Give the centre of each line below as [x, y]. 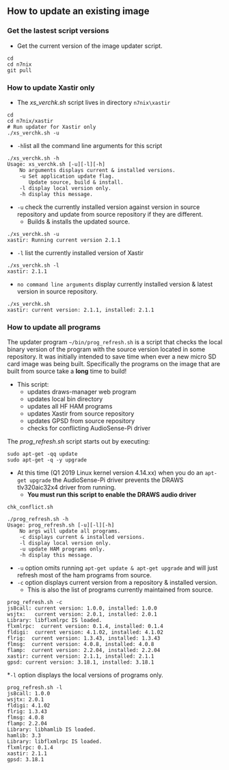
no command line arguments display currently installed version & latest [115, 284]
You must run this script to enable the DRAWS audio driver [112, 495]
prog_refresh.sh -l [35, 688]
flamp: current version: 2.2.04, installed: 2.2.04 [84, 651]
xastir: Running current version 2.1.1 [64, 240]
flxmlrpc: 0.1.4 [30, 748]
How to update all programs [54, 327]
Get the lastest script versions [58, 31]
